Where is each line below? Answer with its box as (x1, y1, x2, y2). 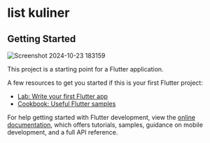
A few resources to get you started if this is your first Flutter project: (7, 79, 203, 87)
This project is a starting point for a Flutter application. (7, 65, 164, 73)
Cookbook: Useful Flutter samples (17, 100, 116, 108)
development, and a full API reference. (7, 128, 118, 136)
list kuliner (7, 5, 70, 21)
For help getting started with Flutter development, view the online (7, 114, 196, 121)
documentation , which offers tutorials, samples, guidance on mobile (7, 121, 203, 129)
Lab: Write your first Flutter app (17, 93, 108, 100)
